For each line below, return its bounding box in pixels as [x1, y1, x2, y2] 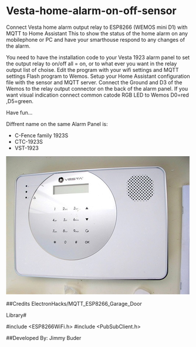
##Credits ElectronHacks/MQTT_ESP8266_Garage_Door [6, 300, 142, 307]
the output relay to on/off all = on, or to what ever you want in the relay [6, 60, 177, 67]
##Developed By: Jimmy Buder [6, 334, 82, 341]
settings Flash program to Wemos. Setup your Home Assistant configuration [6, 72, 190, 80]
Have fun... [6, 109, 33, 116]
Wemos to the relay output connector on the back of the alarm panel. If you [6, 85, 188, 92]
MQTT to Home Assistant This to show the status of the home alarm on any [6, 29, 188, 37]
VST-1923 [14, 144, 39, 151]
